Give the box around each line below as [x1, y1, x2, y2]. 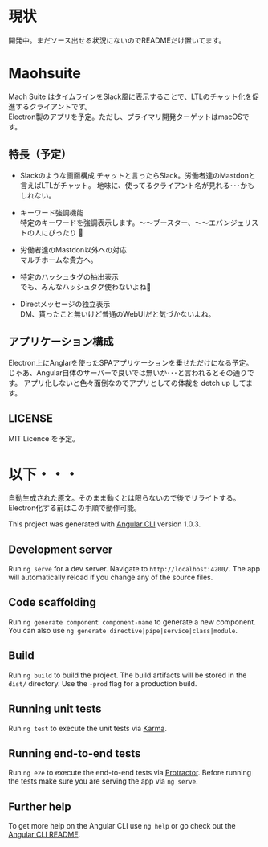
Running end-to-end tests [8, 747, 141, 760]
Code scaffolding [8, 595, 96, 609]
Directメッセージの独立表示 [19, 299, 111, 309]
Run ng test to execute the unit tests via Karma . [8, 723, 167, 733]
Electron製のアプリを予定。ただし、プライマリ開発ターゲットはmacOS [8, 112, 243, 121]
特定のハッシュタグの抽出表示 [19, 272, 119, 281]
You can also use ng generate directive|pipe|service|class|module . [8, 625, 238, 635]
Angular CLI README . [8, 829, 81, 840]
